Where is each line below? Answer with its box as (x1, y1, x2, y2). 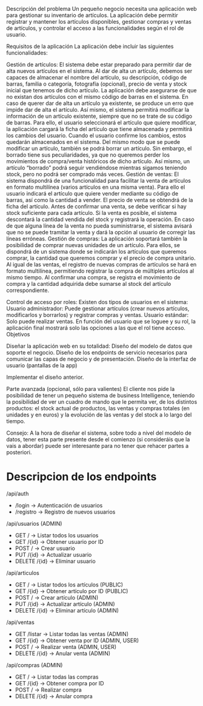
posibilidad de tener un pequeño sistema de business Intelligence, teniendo (6, 392, 195, 399)
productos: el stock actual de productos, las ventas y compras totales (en (6, 405, 190, 412)
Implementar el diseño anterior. (6, 373, 84, 381)
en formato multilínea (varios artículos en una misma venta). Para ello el (6, 183, 185, 191)
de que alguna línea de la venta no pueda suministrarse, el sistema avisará (6, 222, 192, 229)
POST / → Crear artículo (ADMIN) (15, 594, 99, 601)
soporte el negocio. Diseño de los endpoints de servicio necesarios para (6, 349, 188, 356)
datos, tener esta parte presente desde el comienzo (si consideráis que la (6, 436, 190, 443)
